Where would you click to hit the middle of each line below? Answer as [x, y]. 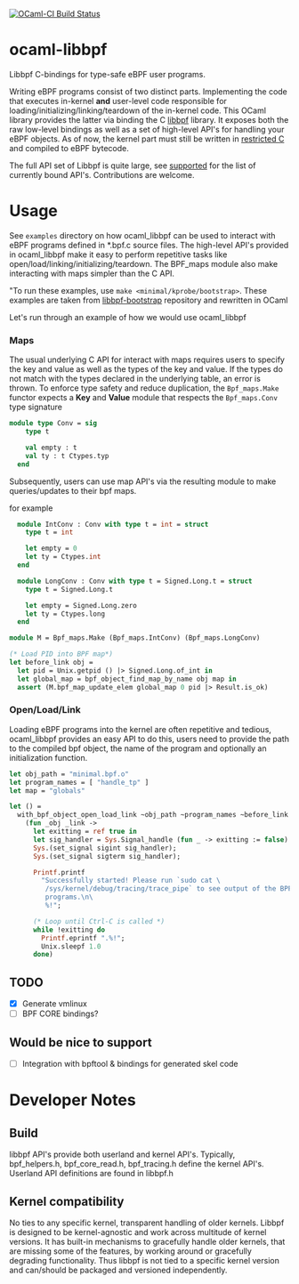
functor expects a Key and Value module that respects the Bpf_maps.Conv [144, 398]
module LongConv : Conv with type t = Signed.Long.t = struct [135, 581]
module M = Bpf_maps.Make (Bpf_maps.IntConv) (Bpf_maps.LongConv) [135, 638]
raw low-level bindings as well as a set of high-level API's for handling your [147, 129]
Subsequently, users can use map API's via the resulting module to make [143, 481]
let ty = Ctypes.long [65, 614]
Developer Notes [73, 1100]
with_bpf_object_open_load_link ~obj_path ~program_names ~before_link [153, 815]
